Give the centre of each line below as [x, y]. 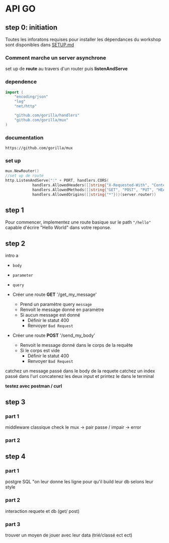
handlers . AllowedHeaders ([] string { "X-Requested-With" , [91, 185]
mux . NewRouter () [22, 171]
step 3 [15, 402]
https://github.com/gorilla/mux [39, 148]
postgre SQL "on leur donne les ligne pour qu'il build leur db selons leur [79, 482]
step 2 [15, 243]
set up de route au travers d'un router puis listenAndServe [67, 69]
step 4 [16, 457]
